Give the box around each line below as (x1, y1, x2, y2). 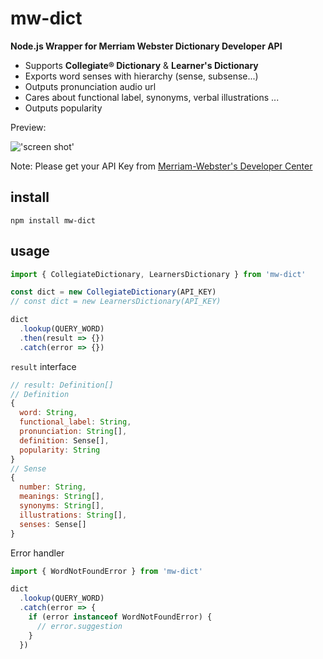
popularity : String (19, 445, 101, 455)
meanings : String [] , (19, 492, 105, 502)
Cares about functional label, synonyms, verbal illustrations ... (24, 91, 280, 103)
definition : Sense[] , (19, 435, 110, 446)
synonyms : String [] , (19, 501, 105, 511)
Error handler (10, 547, 65, 559)
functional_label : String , (19, 417, 132, 427)
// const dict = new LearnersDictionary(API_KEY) (10, 297, 222, 307)
